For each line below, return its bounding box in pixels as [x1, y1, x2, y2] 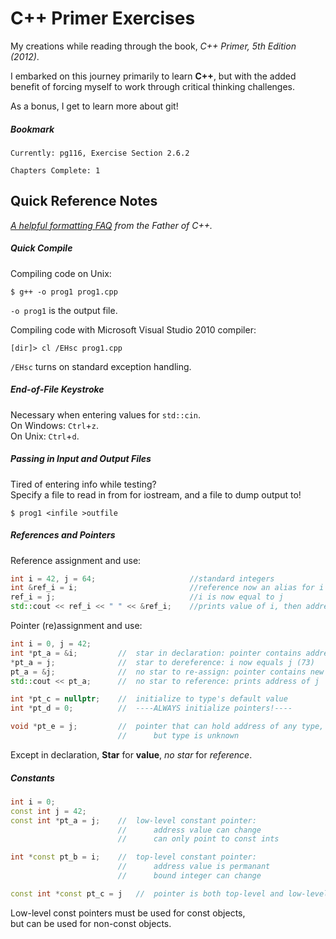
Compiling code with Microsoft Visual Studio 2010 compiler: [10, 323, 257, 336]
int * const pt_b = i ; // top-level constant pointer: [10, 852, 257, 862]
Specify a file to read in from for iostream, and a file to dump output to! [10, 488, 302, 501]
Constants [10, 772, 55, 784]
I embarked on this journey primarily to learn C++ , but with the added [10, 70, 297, 82]
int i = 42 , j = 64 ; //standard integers [10, 573, 275, 584]
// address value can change [117, 825, 262, 835]
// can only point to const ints [117, 834, 280, 844]
